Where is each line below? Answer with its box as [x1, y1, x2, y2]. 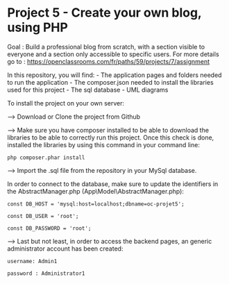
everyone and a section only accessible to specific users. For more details [7, 50, 220, 58]
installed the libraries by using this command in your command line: [7, 140, 200, 149]
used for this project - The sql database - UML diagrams [7, 85, 169, 94]
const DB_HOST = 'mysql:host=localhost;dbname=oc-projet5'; [7, 200, 185, 208]
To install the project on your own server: [7, 99, 125, 107]
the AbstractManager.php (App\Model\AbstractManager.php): [7, 187, 184, 195]
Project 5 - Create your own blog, [7, 5, 202, 21]
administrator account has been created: [7, 244, 124, 253]
